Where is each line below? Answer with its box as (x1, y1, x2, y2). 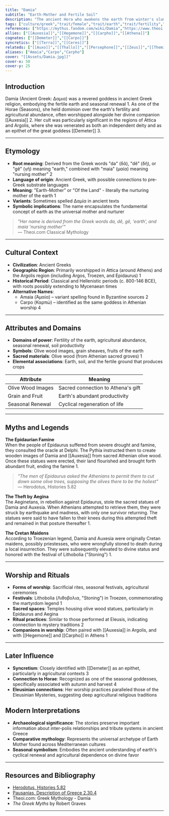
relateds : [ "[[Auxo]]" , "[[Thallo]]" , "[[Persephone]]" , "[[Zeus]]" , (5, 45, 147, 50)
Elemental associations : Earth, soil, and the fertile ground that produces (12, 359, 163, 365)
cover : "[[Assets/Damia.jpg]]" (5, 54, 71, 59)
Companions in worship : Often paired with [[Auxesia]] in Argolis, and (12, 627, 157, 633)
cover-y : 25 (5, 63, 30, 69)
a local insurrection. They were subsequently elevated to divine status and (5, 546, 159, 552)
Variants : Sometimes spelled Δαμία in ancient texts (12, 197, 120, 204)
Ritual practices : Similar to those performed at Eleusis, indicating (12, 617, 148, 622)
